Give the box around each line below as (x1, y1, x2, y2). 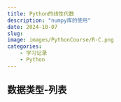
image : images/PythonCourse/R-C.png (7, 37, 114, 44)
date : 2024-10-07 (7, 23, 58, 30)
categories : (7, 43, 42, 50)
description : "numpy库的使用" (7, 17, 91, 24)
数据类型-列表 (7, 84, 67, 96)
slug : (7, 30, 23, 37)
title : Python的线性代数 (7, 10, 75, 18)
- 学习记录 (20, 50, 48, 57)
